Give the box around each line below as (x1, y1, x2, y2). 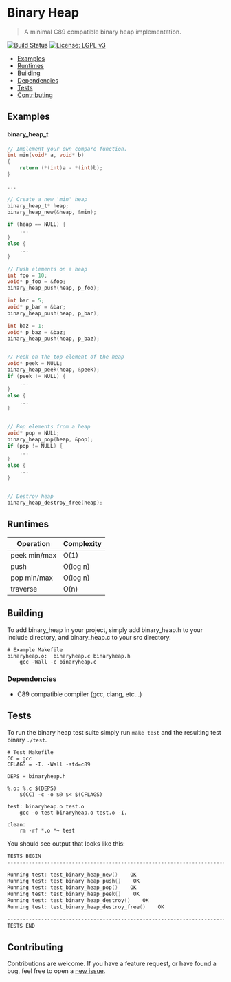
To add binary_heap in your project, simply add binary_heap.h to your (7, 625, 203, 634)
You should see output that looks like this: (7, 839, 125, 848)
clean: (7, 821, 26, 828)
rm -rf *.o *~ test (19, 827, 76, 834)
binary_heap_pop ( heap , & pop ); (7, 436, 94, 443)
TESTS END (7, 922, 36, 929)
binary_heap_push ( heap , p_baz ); (7, 335, 100, 342)
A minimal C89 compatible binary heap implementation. (23, 28, 181, 36)
